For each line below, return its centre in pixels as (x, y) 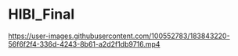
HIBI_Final (41, 14)
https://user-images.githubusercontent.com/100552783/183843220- (119, 36)
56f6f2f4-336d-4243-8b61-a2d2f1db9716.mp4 (84, 44)
